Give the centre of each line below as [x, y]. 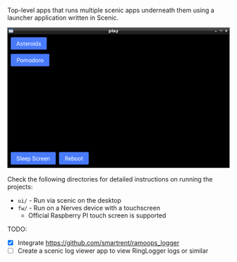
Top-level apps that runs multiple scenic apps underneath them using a [111, 10]
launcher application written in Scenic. [63, 18]
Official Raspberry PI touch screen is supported [97, 215]
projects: [20, 186]
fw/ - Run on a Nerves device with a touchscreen [89, 208]
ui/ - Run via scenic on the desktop [69, 200]
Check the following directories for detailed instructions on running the [110, 179]
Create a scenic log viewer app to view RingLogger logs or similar [113, 251]
